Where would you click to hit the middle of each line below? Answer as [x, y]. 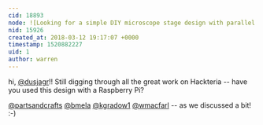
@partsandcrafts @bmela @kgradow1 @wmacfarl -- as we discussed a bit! [130, 105]
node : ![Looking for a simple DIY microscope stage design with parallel [132, 23]
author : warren [33, 60]
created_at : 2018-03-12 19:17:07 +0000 [74, 37]
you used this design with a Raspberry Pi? [76, 90]
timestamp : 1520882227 [45, 45]
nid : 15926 [26, 30]
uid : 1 [19, 52]
